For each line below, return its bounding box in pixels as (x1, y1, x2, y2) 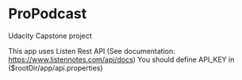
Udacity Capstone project (8, 31, 93, 40)
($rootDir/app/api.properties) (8, 63, 103, 72)
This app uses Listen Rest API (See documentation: (8, 46, 176, 55)
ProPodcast (8, 5, 87, 23)
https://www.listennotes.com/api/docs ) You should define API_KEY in (8, 55, 235, 64)
